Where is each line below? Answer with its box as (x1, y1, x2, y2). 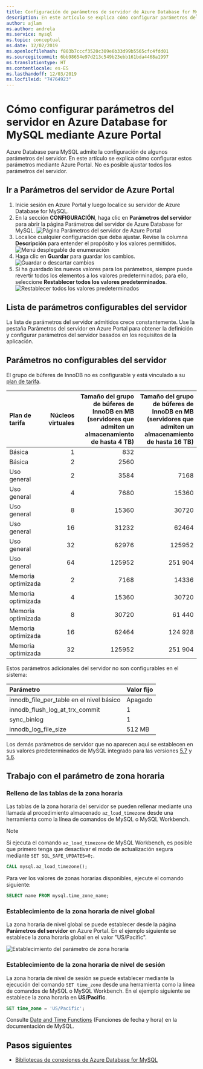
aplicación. (6, 337, 34, 345)
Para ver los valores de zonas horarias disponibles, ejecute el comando (6, 875, 184, 882)
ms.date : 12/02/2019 (6, 43, 59, 49)
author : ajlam (6, 20, 42, 26)
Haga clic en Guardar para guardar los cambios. (14, 252, 136, 260)
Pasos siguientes (6, 1040, 72, 1050)
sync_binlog (9, 715, 44, 723)
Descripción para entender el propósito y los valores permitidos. (14, 240, 177, 247)
